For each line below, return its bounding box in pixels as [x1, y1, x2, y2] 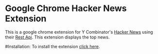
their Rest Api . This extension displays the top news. [5, 34, 110, 40]
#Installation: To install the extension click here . [5, 43, 100, 49]
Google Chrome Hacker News [5, 3, 127, 14]
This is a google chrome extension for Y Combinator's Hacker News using [5, 29, 153, 35]
